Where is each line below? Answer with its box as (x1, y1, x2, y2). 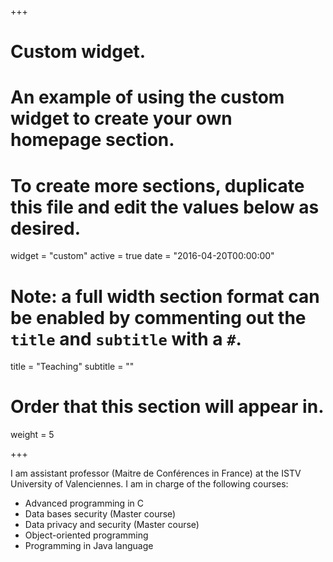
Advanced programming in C (24, 497, 144, 510)
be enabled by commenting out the (10, 306, 307, 329)
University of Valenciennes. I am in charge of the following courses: (10, 478, 289, 490)
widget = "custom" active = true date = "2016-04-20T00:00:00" (10, 250, 275, 262)
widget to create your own (10, 107, 233, 130)
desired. (10, 217, 81, 240)
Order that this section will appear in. (10, 396, 325, 418)
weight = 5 (10, 429, 55, 441)
